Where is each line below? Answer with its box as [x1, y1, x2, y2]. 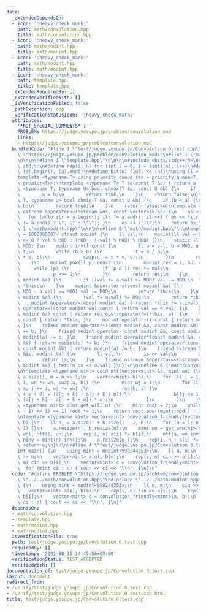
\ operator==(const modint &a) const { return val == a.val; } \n [17, 305, 188, 312]
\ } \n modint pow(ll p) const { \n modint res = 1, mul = [17, 260, 202, 266]
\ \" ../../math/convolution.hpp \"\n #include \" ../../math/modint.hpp [17, 476, 199, 483]
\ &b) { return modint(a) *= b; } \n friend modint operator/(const [17, 340, 202, 346]
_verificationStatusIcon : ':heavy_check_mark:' [12, 112, 136, 118]
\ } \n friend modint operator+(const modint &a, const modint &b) [17, 323, 199, 329]
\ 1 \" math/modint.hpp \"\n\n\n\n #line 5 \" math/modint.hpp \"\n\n [17, 226, 188, 232]
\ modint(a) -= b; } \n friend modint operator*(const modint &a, [17, 334, 196, 340]
